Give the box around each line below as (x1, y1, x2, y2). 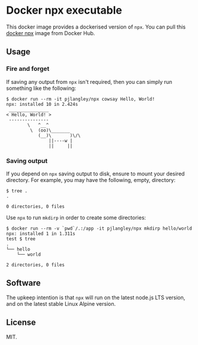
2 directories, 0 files (6, 262, 65, 268)
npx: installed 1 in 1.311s (6, 230, 76, 237)
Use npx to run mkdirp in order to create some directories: (6, 214, 146, 221)
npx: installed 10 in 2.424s (6, 101, 78, 107)
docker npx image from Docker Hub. (6, 29, 95, 36)
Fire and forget (6, 65, 50, 73)
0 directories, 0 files (6, 203, 65, 209)
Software (6, 278, 41, 288)
